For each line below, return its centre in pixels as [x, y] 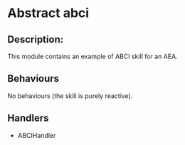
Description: [36, 39]
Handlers [28, 118]
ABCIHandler [37, 135]
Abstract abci [48, 13]
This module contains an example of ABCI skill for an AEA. [92, 56]
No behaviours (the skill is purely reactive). [70, 96]
